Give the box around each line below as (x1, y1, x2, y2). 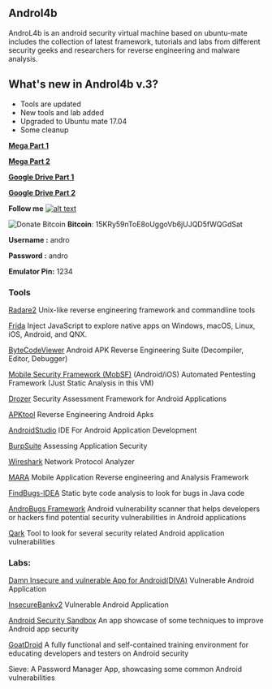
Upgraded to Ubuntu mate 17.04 (19, 116, 127, 126)
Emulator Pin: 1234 (8, 266, 73, 276)
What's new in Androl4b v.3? (8, 77, 158, 92)
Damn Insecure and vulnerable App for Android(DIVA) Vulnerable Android (8, 575, 254, 585)
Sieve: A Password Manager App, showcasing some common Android (8, 665, 242, 674)
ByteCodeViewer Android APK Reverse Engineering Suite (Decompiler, (8, 345, 244, 355)
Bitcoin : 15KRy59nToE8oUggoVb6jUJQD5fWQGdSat (67, 219, 244, 229)
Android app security (8, 624, 80, 634)
